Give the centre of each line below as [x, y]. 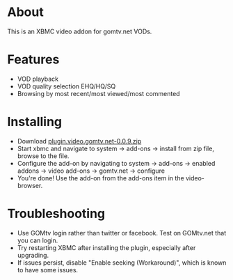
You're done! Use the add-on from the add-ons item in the [101, 178]
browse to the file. [43, 156]
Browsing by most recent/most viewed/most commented [98, 93]
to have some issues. [48, 270]
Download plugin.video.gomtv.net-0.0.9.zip [79, 141]
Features [33, 60]
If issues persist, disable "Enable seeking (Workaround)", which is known [122, 263]
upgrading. [33, 255]
